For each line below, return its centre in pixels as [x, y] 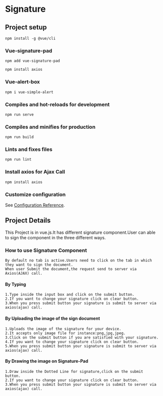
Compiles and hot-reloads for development [58, 104]
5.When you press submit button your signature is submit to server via [81, 346]
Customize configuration [35, 194]
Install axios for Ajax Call [35, 172]
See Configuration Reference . [35, 205]
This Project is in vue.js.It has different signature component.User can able [80, 232]
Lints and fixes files [29, 149]
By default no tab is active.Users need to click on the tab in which [79, 261]
